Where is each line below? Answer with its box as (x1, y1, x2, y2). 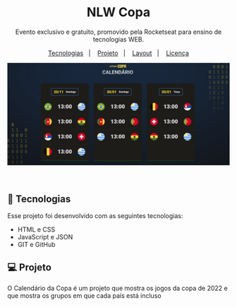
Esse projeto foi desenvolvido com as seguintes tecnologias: (7, 212, 183, 220)
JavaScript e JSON (17, 233, 73, 241)
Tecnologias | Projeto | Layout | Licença (48, 49, 189, 57)
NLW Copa (87, 4, 150, 20)
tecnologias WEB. (92, 35, 145, 43)
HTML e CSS (17, 225, 56, 234)
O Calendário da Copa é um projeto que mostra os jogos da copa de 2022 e (7, 284, 228, 292)
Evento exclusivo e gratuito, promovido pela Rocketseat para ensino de (15, 28, 222, 36)
